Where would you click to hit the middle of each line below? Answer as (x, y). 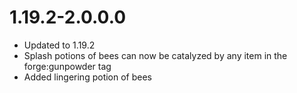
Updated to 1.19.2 (59, 45)
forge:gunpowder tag (67, 66)
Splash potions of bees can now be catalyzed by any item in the (155, 55)
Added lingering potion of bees (88, 77)
